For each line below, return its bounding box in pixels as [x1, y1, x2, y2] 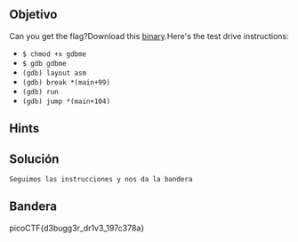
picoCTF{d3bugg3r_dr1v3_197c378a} [9, 222, 145, 233]
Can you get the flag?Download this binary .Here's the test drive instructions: [9, 30, 289, 41]
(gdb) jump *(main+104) [21, 97, 111, 106]
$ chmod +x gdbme [21, 49, 87, 59]
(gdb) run [21, 87, 60, 96]
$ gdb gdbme [21, 59, 67, 68]
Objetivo [9, 7, 58, 22]
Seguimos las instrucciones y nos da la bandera [9, 175, 193, 184]
